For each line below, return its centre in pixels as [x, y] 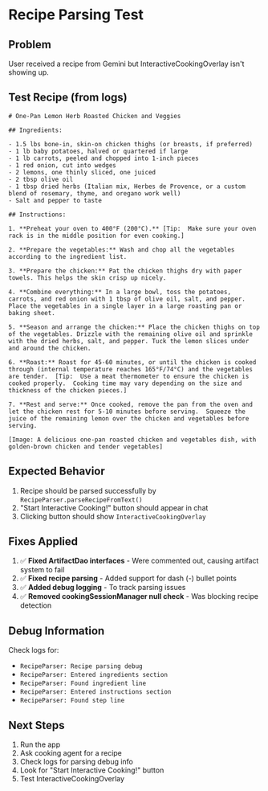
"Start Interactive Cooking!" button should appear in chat [114, 507]
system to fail [42, 570]
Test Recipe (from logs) [68, 98]
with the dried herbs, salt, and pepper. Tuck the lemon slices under [129, 341]
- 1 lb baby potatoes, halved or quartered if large [98, 151]
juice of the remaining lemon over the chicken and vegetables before [129, 418]
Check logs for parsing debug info [77, 762]
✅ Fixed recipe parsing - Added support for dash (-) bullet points [128, 578]
